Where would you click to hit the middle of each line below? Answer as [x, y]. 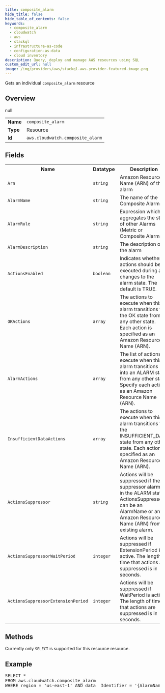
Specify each [135, 385]
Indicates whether [140, 258]
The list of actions [140, 354]
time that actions [139, 562]
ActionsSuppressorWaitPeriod [41, 556]
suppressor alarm [140, 487]
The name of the [139, 197]
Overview [20, 99]
